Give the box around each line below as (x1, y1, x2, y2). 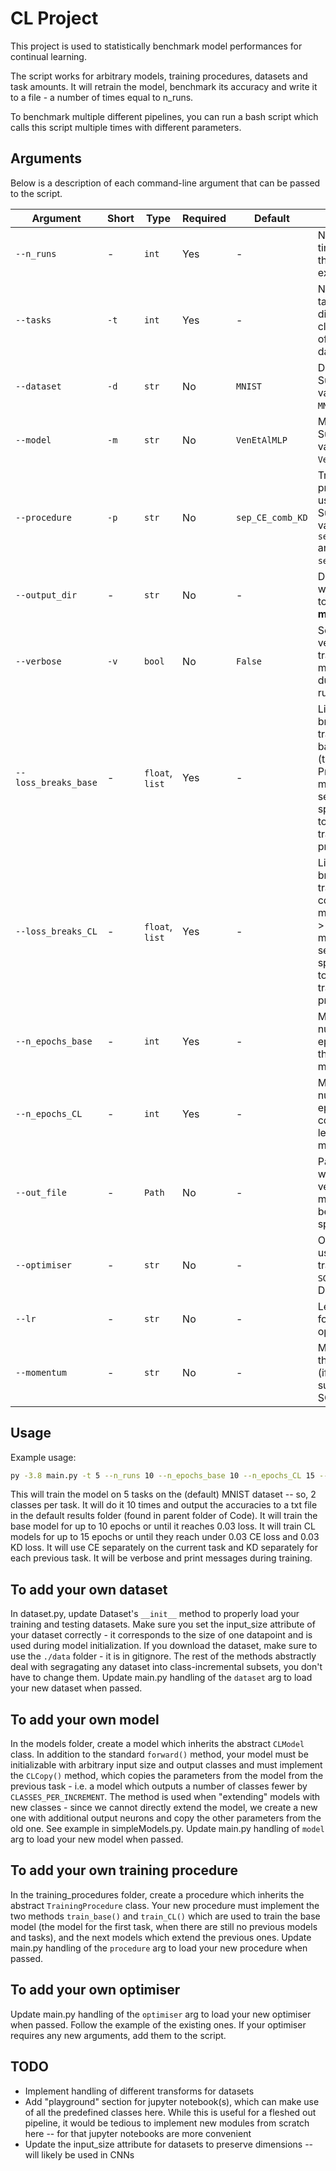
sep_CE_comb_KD (236, 512, 308, 523)
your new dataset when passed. (10, 1682, 143, 1694)
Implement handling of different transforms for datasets (24, 2085, 255, 2097)
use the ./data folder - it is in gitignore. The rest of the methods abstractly (10, 1650, 317, 1662)
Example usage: (10, 1451, 77, 1463)
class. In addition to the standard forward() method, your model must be (10, 1748, 309, 1761)
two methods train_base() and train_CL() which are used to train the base (10, 1910, 321, 1922)
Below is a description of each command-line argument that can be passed (10, 177, 321, 189)
